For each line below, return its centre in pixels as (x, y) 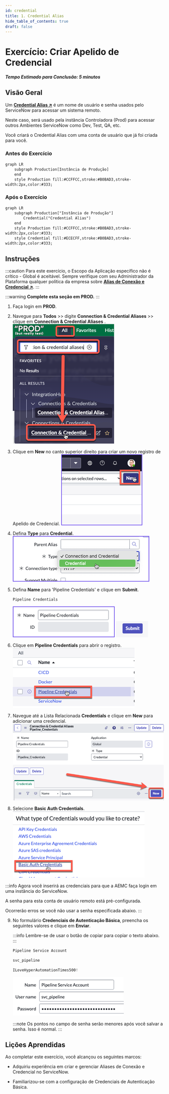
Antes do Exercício (29, 153)
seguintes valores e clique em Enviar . (52, 926)
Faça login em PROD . (34, 306)
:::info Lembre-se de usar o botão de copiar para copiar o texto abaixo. (86, 936)
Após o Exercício (26, 197)
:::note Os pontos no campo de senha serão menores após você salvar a (88, 1024)
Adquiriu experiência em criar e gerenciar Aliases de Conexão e (78, 1067)
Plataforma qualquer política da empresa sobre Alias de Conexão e (75, 282)
